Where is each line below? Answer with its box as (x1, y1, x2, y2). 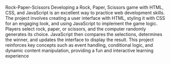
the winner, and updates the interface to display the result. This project (5, 37, 154, 43)
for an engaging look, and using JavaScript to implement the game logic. (5, 20, 158, 26)
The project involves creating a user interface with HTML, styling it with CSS (5, 15, 165, 21)
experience (5, 53, 29, 59)
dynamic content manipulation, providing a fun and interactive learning (5, 48, 154, 53)
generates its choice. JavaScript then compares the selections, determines (5, 31, 163, 37)
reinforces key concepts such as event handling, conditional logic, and (5, 42, 153, 48)
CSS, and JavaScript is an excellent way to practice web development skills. (5, 10, 165, 16)
